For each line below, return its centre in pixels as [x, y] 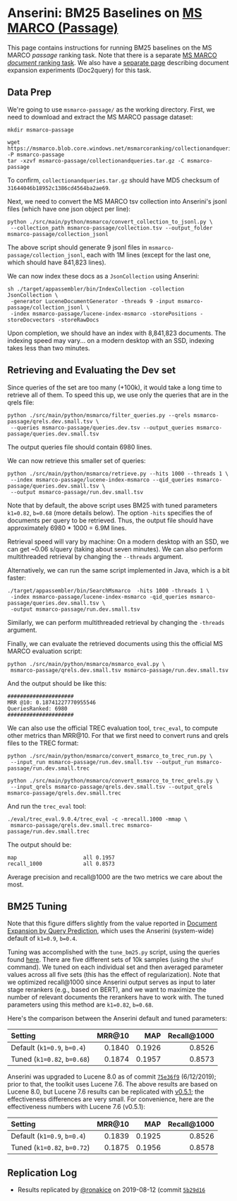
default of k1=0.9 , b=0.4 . [42, 939]
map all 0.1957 [61, 857]
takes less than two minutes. [49, 348]
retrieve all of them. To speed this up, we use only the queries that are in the [118, 394]
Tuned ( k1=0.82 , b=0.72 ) [50, 1148]
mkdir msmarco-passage [41, 130]
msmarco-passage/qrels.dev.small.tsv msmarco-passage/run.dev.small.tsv [120, 670]
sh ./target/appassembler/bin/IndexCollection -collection [96, 289]
